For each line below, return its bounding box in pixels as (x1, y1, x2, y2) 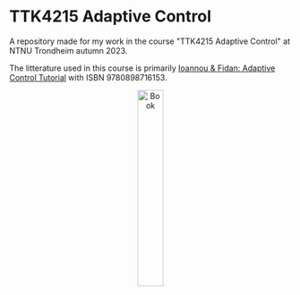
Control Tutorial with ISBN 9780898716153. (9, 72, 167, 82)
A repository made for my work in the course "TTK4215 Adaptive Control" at (9, 36, 291, 46)
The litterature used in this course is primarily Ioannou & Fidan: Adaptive (9, 63, 276, 73)
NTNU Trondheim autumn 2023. (9, 45, 128, 55)
